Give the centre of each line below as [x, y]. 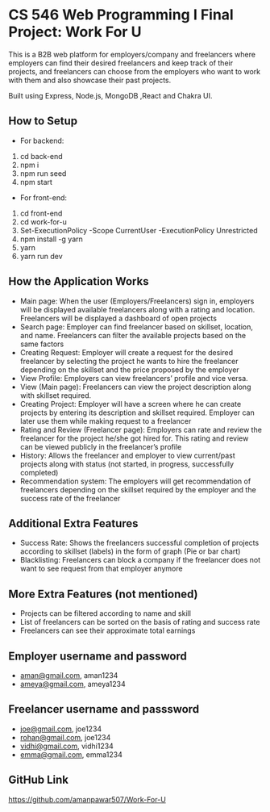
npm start [36, 182]
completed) [39, 472]
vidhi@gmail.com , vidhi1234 [67, 746]
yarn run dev [41, 256]
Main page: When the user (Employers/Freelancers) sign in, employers [137, 301]
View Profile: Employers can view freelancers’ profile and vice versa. [134, 378]
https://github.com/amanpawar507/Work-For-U [87, 799]
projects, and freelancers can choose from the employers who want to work [134, 71]
